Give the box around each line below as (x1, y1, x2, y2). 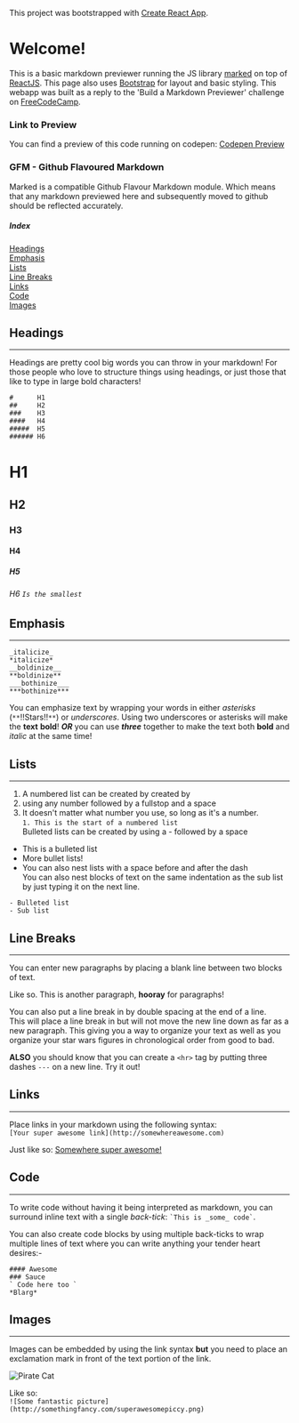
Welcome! (9, 39, 86, 59)
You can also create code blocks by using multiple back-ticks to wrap (9, 1228, 264, 1239)
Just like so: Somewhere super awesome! (9, 1144, 162, 1154)
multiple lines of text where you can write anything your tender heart (9, 1238, 261, 1249)
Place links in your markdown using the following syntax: (9, 1119, 218, 1130)
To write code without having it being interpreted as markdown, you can (9, 1202, 273, 1212)
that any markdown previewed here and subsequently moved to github (9, 190, 269, 201)
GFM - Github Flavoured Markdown (9, 161, 165, 173)
